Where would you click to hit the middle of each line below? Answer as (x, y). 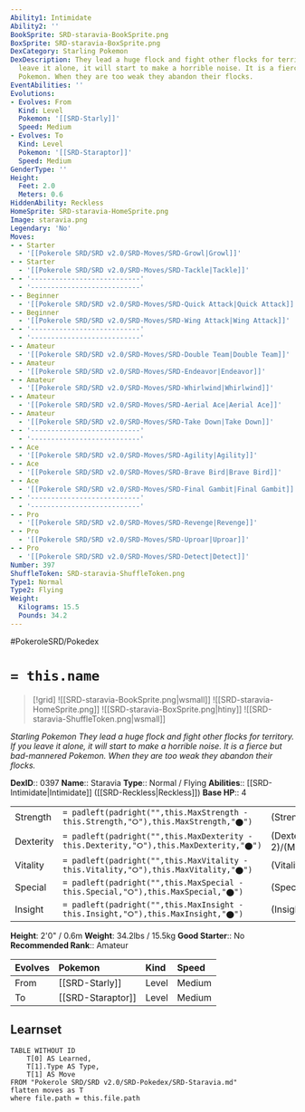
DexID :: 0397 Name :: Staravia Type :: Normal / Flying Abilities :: (128, 782)
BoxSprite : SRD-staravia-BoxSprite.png (86, 43)
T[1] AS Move (51, 1074)
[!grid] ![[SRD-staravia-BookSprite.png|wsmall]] (121, 699)
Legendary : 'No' (41, 228)
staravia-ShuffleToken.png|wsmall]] (99, 719)
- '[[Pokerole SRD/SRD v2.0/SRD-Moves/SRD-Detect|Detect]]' (134, 556)
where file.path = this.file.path (76, 1098)
